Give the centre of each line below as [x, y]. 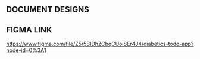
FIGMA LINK [29, 30]
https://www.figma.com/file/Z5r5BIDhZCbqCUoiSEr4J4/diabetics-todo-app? [100, 44]
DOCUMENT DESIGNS [48, 10]
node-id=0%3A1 [26, 50]
